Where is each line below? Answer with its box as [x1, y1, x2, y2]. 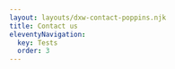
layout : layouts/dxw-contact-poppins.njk [9, 13, 167, 22]
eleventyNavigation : [9, 30, 87, 39]
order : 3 [17, 47, 50, 56]
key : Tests [17, 38, 58, 47]
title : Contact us [9, 22, 78, 30]
